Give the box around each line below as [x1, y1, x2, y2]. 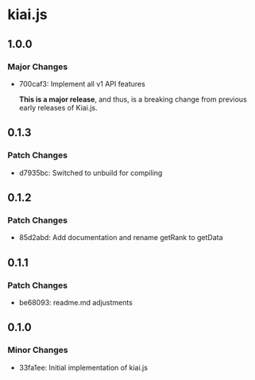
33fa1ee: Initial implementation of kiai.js [18, 363, 149, 372]
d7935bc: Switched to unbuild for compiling [18, 168, 163, 177]
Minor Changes [7, 344, 68, 355]
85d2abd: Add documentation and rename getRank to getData [18, 233, 223, 242]
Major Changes [7, 61, 68, 72]
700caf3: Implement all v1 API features [18, 79, 146, 88]
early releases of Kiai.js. [18, 103, 98, 112]
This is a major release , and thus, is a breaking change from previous [18, 94, 247, 104]
